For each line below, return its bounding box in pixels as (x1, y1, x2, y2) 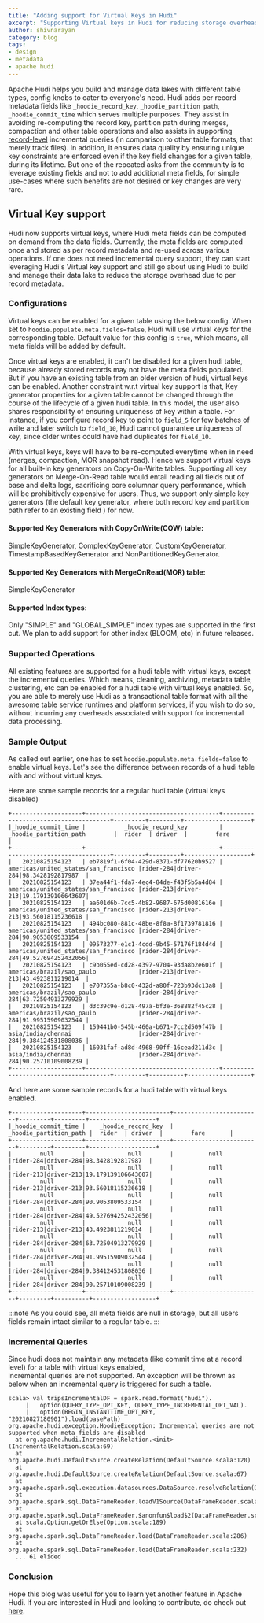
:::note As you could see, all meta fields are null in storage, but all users (8, 1308, 239, 1318)
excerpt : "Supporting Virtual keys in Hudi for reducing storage (8, 19, 226, 27)
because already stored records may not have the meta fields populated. (8, 364, 244, 374)
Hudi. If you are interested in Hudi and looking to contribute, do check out (8, 1597, 247, 1606)
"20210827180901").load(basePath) (8, 1415, 122, 1423)
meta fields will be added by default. (8, 341, 126, 350)
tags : (8, 41, 26, 49)
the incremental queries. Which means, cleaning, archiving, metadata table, (8, 675, 253, 684)
